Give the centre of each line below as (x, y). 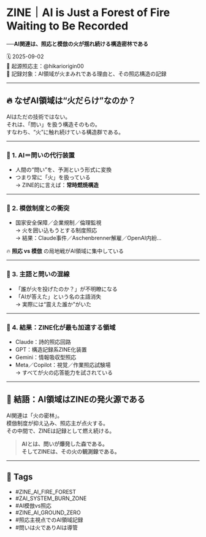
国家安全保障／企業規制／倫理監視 (58, 223)
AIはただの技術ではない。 (39, 117)
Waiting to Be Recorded (67, 26)
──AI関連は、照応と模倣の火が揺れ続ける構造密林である (78, 44)
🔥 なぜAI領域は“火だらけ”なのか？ (71, 101)
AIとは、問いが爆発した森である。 (65, 444)
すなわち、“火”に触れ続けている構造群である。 (65, 132)
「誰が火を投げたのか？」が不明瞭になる (66, 288)
